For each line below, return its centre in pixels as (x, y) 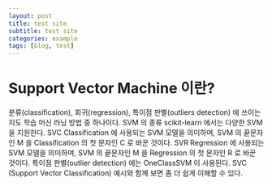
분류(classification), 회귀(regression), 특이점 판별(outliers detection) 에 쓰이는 (135, 112)
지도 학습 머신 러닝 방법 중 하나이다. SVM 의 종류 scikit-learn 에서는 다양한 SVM (136, 123)
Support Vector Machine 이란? (112, 89)
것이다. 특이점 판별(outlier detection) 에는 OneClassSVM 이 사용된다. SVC (128, 163)
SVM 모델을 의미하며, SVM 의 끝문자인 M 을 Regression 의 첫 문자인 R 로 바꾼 (132, 153)
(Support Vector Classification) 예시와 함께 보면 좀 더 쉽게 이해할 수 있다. (126, 173)
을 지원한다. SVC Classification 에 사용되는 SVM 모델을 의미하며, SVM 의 (125, 133)
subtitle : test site (43, 31)
